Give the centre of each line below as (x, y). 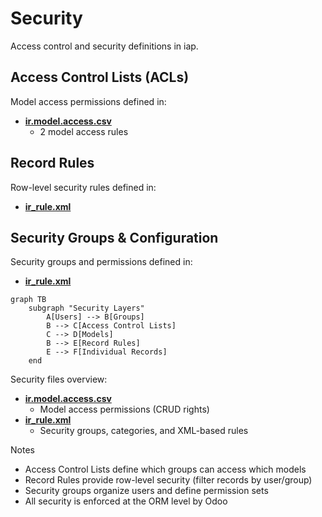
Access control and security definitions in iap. (104, 46)
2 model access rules (84, 131)
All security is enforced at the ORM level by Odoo (126, 501)
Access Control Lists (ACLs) (100, 77)
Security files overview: (59, 379)
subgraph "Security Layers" (86, 308)
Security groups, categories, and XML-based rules (144, 431)
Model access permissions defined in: (88, 101)
